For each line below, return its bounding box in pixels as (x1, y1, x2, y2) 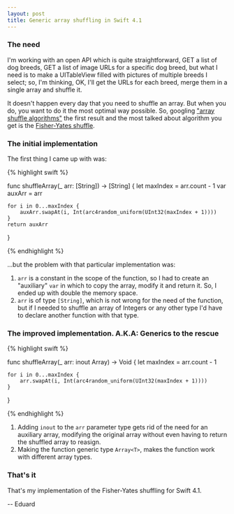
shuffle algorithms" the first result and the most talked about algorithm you (7, 113, 222, 122)
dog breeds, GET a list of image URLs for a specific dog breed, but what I (7, 63, 218, 71)
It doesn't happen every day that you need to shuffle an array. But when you (7, 99, 227, 107)
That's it (7, 470, 36, 480)
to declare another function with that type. (17, 311, 140, 320)
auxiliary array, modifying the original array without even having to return (17, 431, 228, 439)
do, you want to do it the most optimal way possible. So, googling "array (7, 106, 215, 115)
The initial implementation (7, 138, 98, 148)
